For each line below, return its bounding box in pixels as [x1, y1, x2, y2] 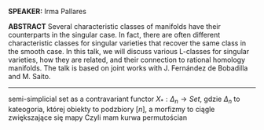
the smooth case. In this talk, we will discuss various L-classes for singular [8, 47, 250, 56]
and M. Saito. [8, 72, 51, 81]
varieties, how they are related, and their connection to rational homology [8, 55, 246, 64]
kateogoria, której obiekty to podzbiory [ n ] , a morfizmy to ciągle [8, 104, 215, 114]
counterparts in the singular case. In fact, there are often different [8, 31, 221, 39]
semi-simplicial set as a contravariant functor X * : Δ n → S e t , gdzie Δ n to [8, 94, 240, 105]
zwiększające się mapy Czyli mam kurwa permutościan [8, 113, 187, 122]
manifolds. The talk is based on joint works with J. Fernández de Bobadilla [8, 63, 248, 73]
